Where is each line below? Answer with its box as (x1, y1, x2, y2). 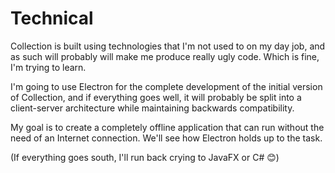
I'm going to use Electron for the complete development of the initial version (10, 80, 323, 92)
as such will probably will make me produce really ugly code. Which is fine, (10, 50, 320, 62)
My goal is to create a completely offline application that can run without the (10, 121, 325, 133)
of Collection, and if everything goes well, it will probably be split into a (10, 91, 302, 103)
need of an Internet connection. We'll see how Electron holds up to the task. (10, 132, 323, 144)
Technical (10, 7, 94, 30)
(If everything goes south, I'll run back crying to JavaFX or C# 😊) (10, 151, 280, 163)
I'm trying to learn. (10, 61, 87, 73)
